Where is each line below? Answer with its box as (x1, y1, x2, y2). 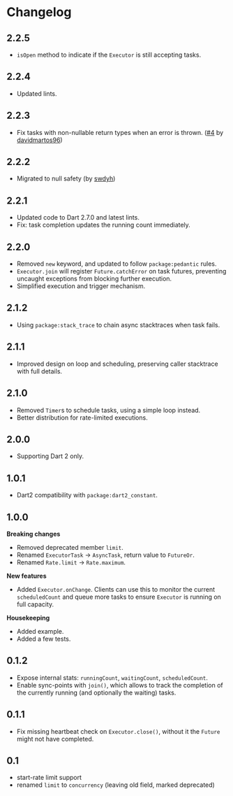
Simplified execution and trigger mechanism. (16, 282, 146, 290)
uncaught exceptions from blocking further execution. (16, 274, 172, 283)
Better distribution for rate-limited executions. (16, 413, 148, 422)
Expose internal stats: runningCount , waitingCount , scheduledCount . (16, 673, 209, 682)
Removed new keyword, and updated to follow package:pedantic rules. (16, 260, 217, 268)
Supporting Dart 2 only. (16, 452, 84, 460)
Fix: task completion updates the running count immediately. (16, 221, 191, 229)
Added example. (16, 627, 64, 635)
